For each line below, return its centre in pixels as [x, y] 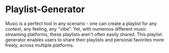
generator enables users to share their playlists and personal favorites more [85, 40]
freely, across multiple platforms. [40, 45]
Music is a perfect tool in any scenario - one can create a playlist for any [81, 23]
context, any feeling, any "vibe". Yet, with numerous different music [76, 29]
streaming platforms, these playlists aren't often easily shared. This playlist [83, 34]
